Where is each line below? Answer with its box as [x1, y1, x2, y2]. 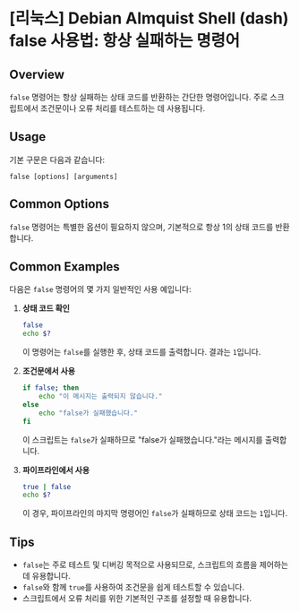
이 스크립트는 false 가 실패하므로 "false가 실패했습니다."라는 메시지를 [21, 434, 263, 444]
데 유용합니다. [21, 571, 72, 582]
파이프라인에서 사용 [21, 464, 90, 475]
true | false [21, 482, 72, 491]
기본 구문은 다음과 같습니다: [9, 154, 106, 165]
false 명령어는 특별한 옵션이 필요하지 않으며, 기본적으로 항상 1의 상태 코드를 [9, 221, 274, 232]
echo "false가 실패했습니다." [38, 409, 139, 418]
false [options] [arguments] [9, 172, 118, 181]
